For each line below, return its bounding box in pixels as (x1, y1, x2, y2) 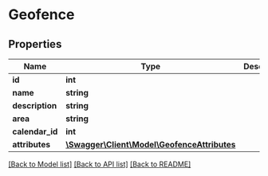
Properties (8, 37, 62, 51)
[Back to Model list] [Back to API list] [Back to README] (8, 159, 191, 169)
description (12, 100, 57, 111)
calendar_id (12, 126, 58, 137)
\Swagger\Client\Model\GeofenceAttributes (65, 139, 236, 150)
